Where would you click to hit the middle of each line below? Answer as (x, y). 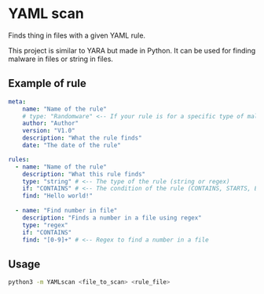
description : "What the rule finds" (82, 138)
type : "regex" (45, 225)
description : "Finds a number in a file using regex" (112, 218)
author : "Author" (51, 123)
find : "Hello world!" (57, 196)
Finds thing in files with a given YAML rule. (77, 35)
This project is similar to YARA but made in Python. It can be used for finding (132, 50)
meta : (17, 102)
